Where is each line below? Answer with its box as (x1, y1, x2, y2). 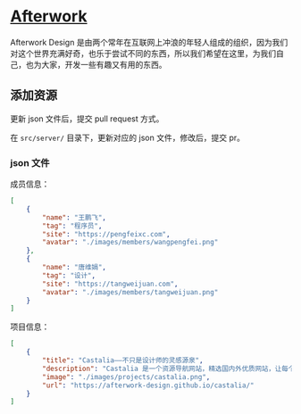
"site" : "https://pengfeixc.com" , (42, 229, 171, 238)
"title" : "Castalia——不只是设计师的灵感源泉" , (42, 356, 204, 365)
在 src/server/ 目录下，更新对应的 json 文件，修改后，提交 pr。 (10, 132, 245, 143)
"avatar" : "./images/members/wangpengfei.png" (42, 238, 219, 247)
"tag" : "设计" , (42, 270, 96, 280)
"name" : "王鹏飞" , (42, 212, 106, 222)
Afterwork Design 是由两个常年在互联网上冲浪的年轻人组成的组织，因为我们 (10, 37, 288, 47)
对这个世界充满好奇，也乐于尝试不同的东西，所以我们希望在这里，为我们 (10, 47, 276, 59)
